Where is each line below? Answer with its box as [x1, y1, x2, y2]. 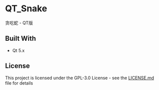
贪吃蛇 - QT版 [5, 20, 33, 26]
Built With [5, 34, 36, 43]
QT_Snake [5, 3, 47, 14]
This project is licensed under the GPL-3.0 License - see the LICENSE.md [5, 75, 155, 81]
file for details [5, 80, 33, 86]
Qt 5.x [12, 47, 25, 53]
